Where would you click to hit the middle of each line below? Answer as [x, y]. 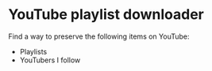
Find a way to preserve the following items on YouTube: [99, 36]
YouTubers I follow [50, 60]
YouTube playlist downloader [106, 15]
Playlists [33, 51]
